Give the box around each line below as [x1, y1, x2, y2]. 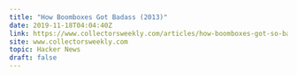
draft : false [9, 53, 57, 62]
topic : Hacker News [9, 45, 81, 54]
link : [9, 29, 29, 38]
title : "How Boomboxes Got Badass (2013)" [9, 12, 168, 22]
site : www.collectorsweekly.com [9, 37, 128, 46]
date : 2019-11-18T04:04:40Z [9, 21, 113, 30]
